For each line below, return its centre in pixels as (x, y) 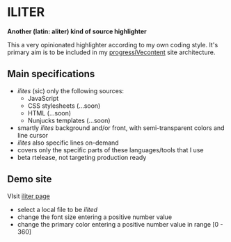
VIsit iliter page (29, 196)
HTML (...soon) (49, 113)
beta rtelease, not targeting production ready (82, 157)
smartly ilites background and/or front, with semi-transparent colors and (121, 128)
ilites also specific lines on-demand (68, 143)
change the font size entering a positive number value (95, 217)
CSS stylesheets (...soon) (64, 106)
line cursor (33, 135)
